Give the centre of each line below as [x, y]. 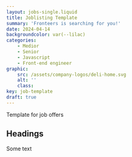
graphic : [17, 69]
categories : [21, 40]
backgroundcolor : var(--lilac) [46, 35]
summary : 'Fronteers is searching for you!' [64, 23]
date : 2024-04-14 [28, 29]
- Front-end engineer [44, 63]
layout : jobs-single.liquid [42, 12]
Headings [25, 134]
